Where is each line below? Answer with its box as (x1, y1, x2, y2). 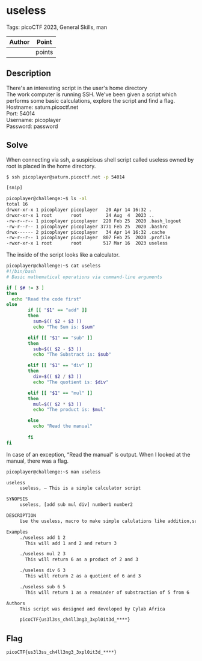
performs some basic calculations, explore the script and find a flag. (6, 97, 176, 104)
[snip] (6, 184, 23, 191)
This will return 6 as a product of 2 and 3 (25, 556, 138, 562)
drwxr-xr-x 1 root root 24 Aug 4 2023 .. (6, 212, 155, 218)
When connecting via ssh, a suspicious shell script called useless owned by (6, 156, 194, 163)
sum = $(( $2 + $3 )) (32, 318, 82, 324)
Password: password (6, 123, 58, 130)
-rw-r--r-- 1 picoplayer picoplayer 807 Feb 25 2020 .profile (6, 235, 171, 241)
